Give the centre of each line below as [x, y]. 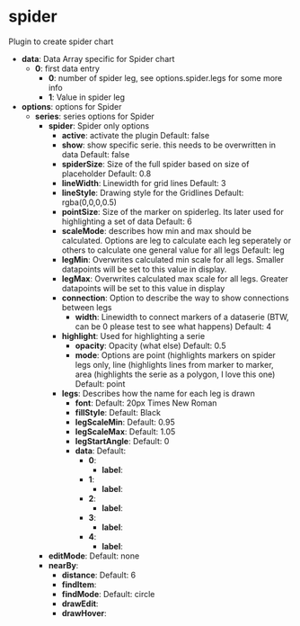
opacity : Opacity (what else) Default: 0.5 [150, 345]
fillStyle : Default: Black [118, 412]
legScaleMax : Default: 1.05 [125, 431]
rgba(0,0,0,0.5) [89, 202]
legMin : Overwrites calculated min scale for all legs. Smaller [173, 259]
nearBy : [63, 565]
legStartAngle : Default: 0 [122, 441]
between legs [87, 307]
